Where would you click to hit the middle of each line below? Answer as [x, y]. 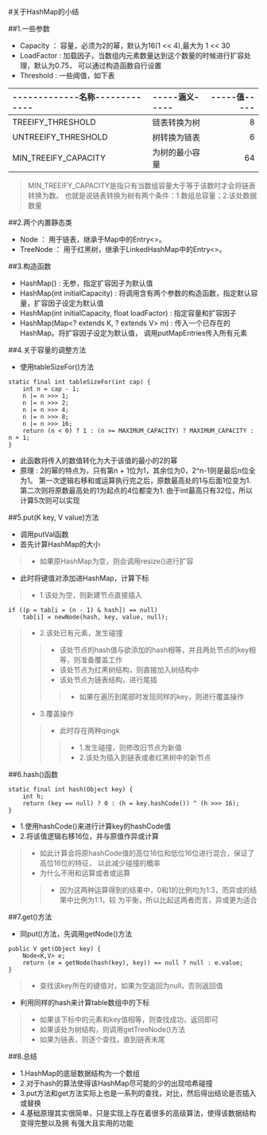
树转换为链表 [176, 137]
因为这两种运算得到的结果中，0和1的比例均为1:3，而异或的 [155, 890]
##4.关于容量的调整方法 [47, 350]
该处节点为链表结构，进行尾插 [108, 679]
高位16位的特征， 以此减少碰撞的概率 [100, 863]
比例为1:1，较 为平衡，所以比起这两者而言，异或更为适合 [165, 900]
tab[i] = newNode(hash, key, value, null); [96, 617]
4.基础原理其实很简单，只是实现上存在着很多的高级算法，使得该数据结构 [138, 1113]
